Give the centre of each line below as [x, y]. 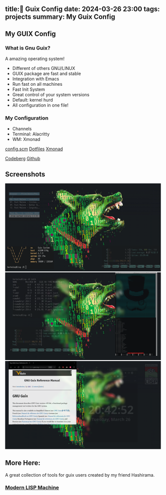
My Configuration [27, 118]
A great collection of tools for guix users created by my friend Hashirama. [80, 475]
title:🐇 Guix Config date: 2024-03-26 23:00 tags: [83, 9]
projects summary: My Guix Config [60, 17]
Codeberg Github [23, 159]
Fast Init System [29, 89]
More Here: [23, 463]
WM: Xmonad [26, 139]
